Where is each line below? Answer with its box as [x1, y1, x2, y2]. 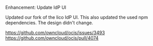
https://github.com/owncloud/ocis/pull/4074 [5, 35, 99, 41]
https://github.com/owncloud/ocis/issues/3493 [5, 30, 105, 35]
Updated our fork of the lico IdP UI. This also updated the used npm [5, 14, 148, 20]
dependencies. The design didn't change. [5, 20, 94, 26]
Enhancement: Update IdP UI [5, 5, 67, 10]
